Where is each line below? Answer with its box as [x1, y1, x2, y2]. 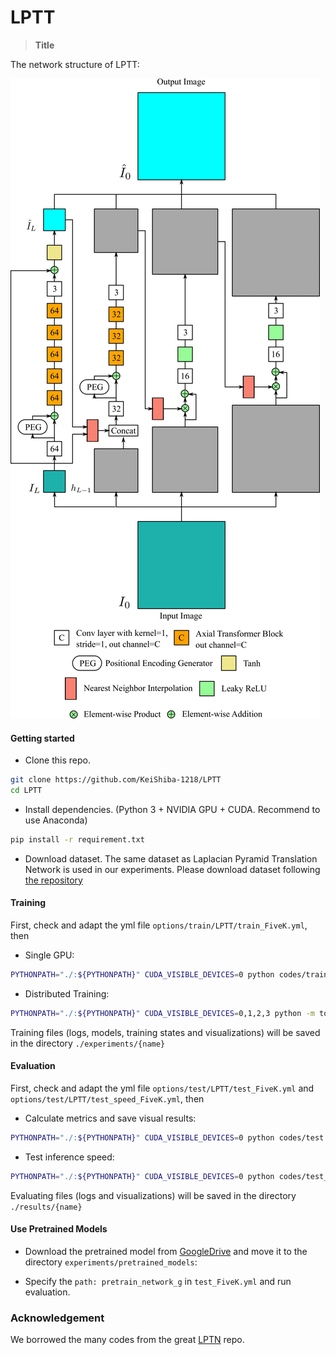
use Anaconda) [24, 814, 88, 826]
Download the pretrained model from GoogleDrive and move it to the [24, 1245, 308, 1257]
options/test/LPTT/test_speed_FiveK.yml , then [10, 1092, 205, 1105]
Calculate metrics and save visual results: [24, 1112, 197, 1124]
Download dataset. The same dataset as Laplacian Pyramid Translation [24, 852, 318, 865]
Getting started [10, 732, 75, 744]
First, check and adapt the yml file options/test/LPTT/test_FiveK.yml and [10, 1082, 315, 1094]
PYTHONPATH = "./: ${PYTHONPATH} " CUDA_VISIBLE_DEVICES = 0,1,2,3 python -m [10, 1008, 315, 1018]
